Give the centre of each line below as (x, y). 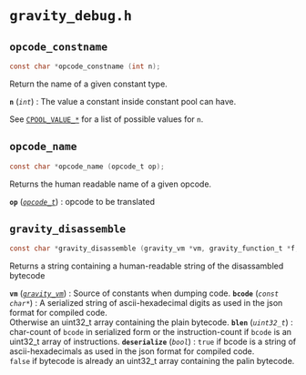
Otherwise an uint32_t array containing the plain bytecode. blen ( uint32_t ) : (151, 322)
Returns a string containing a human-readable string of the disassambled (147, 266)
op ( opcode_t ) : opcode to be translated (82, 201)
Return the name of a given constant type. (89, 84)
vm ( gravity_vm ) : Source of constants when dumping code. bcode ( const (144, 293)
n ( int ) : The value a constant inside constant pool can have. (123, 101)
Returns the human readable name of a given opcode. (111, 184)
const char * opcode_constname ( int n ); (85, 66)
